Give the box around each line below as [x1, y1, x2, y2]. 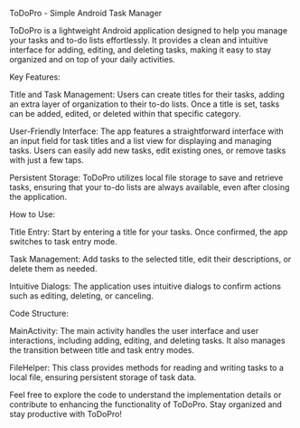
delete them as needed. [9, 263, 98, 274]
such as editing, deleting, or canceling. [9, 290, 154, 301]
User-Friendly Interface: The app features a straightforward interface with [9, 126, 285, 137]
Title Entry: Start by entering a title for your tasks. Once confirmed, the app [9, 226, 288, 237]
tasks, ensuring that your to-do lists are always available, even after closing [9, 182, 290, 193]
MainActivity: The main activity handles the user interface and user [9, 326, 259, 336]
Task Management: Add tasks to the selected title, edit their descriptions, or [9, 253, 292, 264]
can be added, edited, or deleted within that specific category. [9, 109, 241, 119]
